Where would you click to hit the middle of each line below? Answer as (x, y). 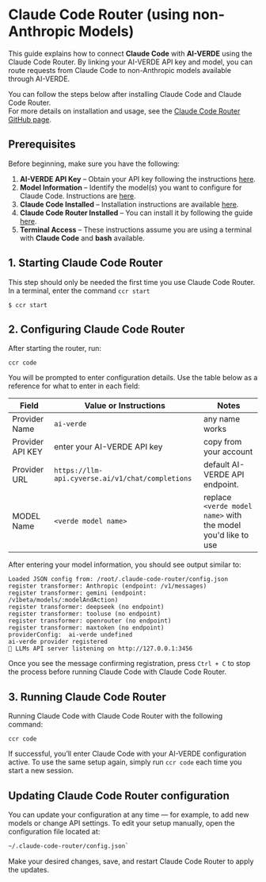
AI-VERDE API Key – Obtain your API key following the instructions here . (137, 179)
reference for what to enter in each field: (74, 386)
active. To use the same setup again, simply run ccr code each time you (125, 762)
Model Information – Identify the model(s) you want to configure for (131, 187)
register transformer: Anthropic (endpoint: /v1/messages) (108, 586)
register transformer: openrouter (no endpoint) (90, 621)
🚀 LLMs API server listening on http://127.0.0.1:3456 (101, 649)
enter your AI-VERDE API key (108, 447)
